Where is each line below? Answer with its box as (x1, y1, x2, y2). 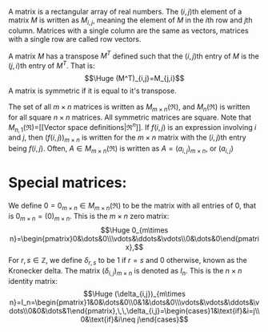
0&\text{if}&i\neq (80, 314, 136, 324)
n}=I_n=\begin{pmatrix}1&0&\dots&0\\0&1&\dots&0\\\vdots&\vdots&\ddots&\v (9, 298, 260, 307)
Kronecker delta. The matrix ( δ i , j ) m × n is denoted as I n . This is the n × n (8, 266, 242, 277)
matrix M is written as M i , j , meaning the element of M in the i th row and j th (8, 15, 253, 26)
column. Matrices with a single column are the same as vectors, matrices (8, 26, 250, 35)
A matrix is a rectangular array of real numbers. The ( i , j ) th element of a (8, 7, 242, 16)
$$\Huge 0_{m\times (100, 225, 169, 235)
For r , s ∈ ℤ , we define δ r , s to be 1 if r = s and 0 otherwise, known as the (8, 256, 248, 267)
